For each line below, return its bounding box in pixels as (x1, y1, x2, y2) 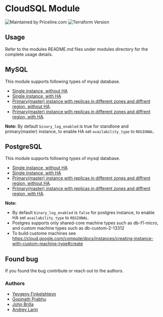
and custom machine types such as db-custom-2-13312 (12, 225, 125, 231)
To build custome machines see (12, 230, 76, 237)
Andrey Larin (12, 307, 38, 313)
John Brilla (12, 301, 34, 307)
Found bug (5, 255, 38, 263)
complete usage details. (5, 51, 53, 57)
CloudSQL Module (5, 3, 80, 14)
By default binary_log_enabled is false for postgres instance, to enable (12, 210, 155, 216)
